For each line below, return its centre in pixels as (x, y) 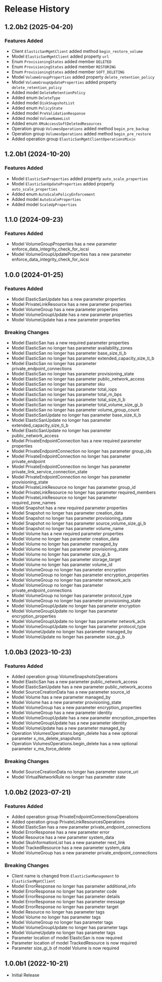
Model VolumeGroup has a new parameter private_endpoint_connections (84, 852)
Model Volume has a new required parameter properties (67, 534)
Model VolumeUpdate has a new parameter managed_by (68, 728)
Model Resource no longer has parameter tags (58, 912)
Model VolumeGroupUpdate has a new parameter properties (72, 315)
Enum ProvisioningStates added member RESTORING (64, 67)
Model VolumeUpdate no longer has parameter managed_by (72, 632)
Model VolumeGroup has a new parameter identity (62, 713)
